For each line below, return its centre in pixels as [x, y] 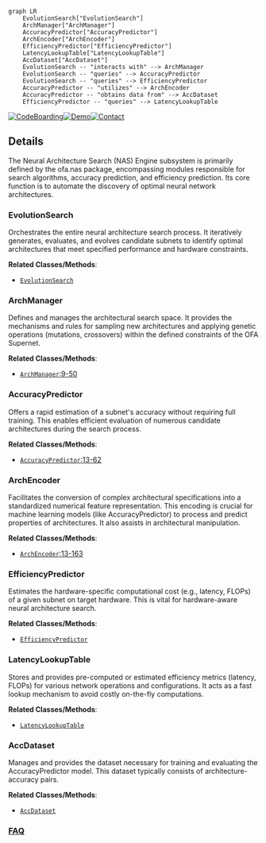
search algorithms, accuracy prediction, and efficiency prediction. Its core [129, 177]
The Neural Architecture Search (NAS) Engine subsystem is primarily [121, 160]
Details [26, 142]
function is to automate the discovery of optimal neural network [112, 186]
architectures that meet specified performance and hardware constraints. [128, 249]
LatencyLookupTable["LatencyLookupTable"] [94, 53]
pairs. [50, 779]
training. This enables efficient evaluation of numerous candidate [114, 420]
